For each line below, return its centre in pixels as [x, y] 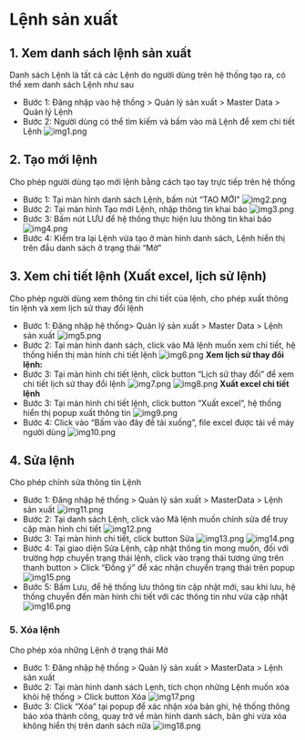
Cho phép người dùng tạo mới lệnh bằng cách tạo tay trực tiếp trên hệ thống [152, 181]
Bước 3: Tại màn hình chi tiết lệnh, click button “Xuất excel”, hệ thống [152, 403]
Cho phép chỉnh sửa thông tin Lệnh [76, 482]
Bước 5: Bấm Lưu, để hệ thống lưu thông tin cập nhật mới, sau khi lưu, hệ [159, 587]
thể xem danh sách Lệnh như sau [72, 85]
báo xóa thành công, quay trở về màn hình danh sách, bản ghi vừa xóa [154, 715]
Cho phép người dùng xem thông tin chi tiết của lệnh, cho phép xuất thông [149, 298]
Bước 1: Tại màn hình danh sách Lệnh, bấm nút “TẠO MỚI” [131, 199]
